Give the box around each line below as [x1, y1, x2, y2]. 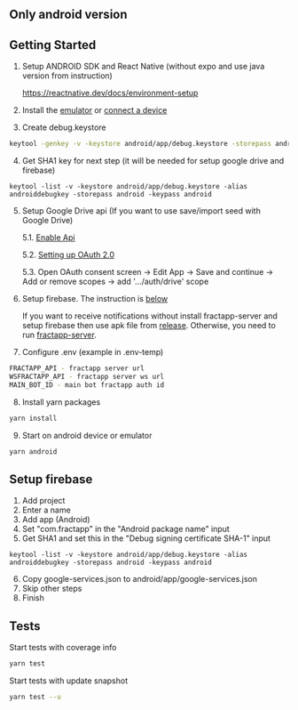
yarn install [9, 414, 58, 423]
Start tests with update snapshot [9, 675, 129, 686]
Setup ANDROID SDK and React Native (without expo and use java [21, 61, 265, 72]
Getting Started [9, 37, 97, 52]
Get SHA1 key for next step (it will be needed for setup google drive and [21, 156, 285, 166]
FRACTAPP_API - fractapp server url [9, 364, 145, 373]
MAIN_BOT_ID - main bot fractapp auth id [9, 380, 165, 390]
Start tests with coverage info [9, 642, 117, 653]
